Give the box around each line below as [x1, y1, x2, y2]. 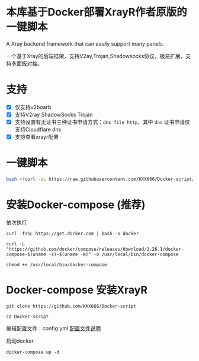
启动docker [6, 337, 34, 344]
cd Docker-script [6, 314, 49, 320]
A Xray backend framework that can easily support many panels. [6, 40, 165, 47]
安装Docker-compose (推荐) [6, 198, 146, 212]
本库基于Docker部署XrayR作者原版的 [6, 5, 188, 19]
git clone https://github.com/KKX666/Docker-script [6, 303, 136, 309]
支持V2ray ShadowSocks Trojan [14, 111, 93, 118]
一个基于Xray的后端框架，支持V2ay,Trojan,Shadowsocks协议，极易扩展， [6, 52, 186, 59]
